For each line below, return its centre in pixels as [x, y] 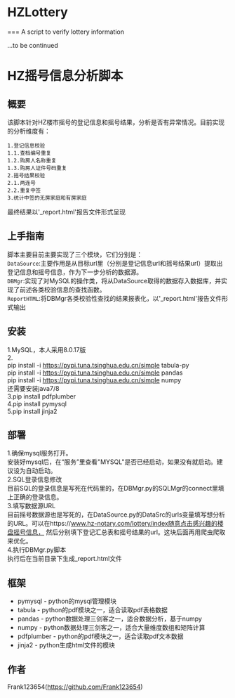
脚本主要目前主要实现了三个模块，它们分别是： [75, 254]
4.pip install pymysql [37, 403]
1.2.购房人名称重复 [32, 160]
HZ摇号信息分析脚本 [65, 76]
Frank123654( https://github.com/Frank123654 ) [75, 687]
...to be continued [33, 45]
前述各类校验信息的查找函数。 [62, 290]
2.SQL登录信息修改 [35, 479]
